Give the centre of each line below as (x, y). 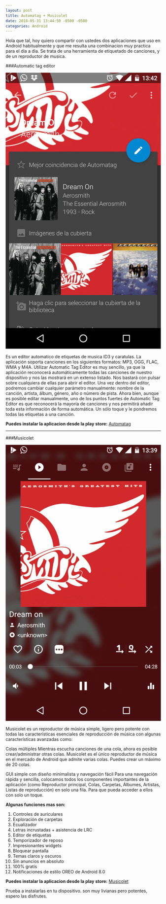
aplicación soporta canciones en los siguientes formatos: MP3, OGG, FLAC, (82, 362)
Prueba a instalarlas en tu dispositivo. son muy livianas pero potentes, (76, 891)
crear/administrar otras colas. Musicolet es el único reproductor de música (81, 754)
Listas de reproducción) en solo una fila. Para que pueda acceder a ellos (79, 790)
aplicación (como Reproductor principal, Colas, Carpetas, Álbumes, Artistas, (83, 785)
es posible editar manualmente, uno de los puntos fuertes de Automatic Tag (83, 399)
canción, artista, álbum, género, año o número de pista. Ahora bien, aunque (82, 393)
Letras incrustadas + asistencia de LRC (52, 830)
